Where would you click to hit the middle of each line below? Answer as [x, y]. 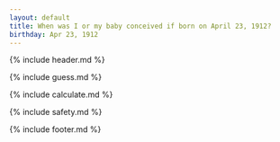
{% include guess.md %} [55, 77]
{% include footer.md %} [55, 129]
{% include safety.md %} [56, 112]
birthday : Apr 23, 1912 [54, 34]
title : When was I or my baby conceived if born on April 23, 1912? [140, 26]
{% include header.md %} [57, 60]
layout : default [40, 18]
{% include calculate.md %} [61, 94]
